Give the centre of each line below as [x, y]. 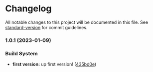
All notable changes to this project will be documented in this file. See [77, 22]
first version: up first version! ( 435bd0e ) [54, 64]
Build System [22, 53]
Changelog [28, 9]
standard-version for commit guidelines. [46, 27]
